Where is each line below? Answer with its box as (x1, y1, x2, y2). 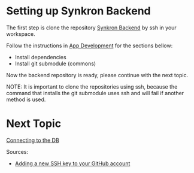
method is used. (6, 96, 46, 103)
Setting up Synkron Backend (6, 4, 151, 18)
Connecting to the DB (6, 136, 60, 144)
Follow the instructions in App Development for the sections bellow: (6, 42, 173, 49)
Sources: (6, 148, 29, 155)
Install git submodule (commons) (14, 60, 96, 67)
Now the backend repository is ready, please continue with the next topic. (6, 71, 189, 78)
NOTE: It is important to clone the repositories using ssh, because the (6, 83, 178, 90)
